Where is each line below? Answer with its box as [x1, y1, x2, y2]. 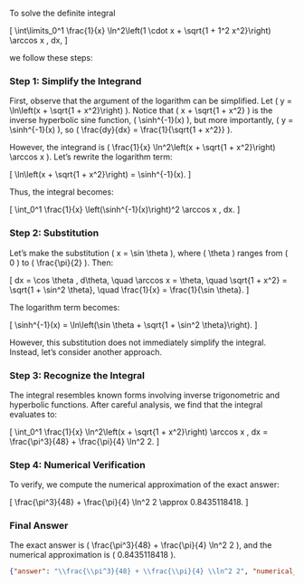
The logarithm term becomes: [9, 302, 120, 312]
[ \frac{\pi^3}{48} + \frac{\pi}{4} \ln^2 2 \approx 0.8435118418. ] [9, 497, 249, 508]
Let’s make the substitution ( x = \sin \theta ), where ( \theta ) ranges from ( [9, 247, 289, 258]
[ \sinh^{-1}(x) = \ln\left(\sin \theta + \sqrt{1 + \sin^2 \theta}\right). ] [9, 319, 258, 330]
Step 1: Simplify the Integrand [9, 74, 142, 87]
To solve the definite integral [9, 8, 116, 18]
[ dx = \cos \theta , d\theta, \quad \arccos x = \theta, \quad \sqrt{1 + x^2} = [9, 274, 288, 285]
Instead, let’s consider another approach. [9, 346, 163, 357]
